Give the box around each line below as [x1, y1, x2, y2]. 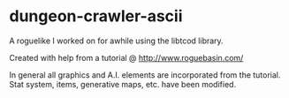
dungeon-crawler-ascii [9, 6, 183, 26]
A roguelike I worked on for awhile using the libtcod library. [9, 35, 224, 46]
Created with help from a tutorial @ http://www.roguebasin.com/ [9, 52, 244, 63]
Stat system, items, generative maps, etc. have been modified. [9, 79, 237, 89]
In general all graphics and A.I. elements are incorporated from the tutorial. [9, 69, 281, 80]
